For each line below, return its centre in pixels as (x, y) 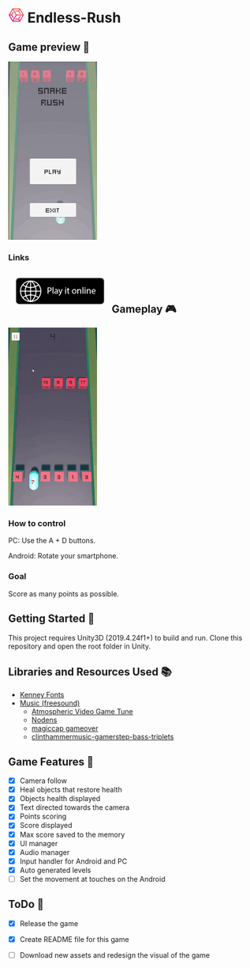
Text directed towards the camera (75, 807)
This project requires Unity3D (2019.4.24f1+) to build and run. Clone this (125, 637)
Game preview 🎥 (49, 47)
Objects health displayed (60, 799)
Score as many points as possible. (64, 594)
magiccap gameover (65, 728)
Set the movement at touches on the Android (92, 879)
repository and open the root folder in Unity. (80, 646)
